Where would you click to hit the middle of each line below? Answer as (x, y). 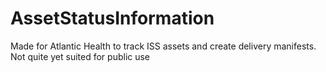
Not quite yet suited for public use (80, 56)
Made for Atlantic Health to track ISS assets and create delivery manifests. (163, 46)
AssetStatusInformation (112, 18)
